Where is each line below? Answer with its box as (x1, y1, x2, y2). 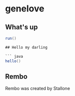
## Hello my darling (5, 45, 48, 50)
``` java (5, 54, 23, 59)
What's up (5, 23, 38, 31)
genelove (5, 3, 45, 14)
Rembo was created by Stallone (5, 86, 71, 92)
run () (5, 36, 16, 41)
